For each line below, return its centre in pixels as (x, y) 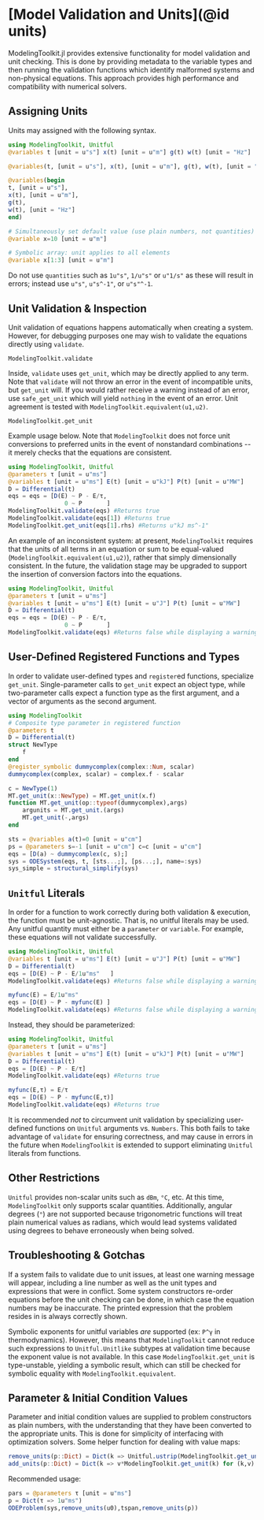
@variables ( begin (37, 180)
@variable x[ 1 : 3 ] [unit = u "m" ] (61, 260)
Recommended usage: (44, 1479)
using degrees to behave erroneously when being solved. (101, 1230)
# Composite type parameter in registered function (94, 723)
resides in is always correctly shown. (68, 1316)
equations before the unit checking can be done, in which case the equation (131, 1299)
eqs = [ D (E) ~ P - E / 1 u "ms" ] (61, 974)
